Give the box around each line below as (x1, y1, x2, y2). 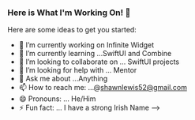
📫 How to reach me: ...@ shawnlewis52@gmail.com (18, 83, 187, 92)
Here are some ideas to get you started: (7, 25, 137, 35)
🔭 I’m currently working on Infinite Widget (18, 40, 155, 50)
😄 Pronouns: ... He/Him (18, 94, 96, 103)
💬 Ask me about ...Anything (18, 74, 108, 84)
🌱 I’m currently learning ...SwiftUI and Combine (18, 49, 172, 58)
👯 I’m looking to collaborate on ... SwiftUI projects (18, 57, 179, 66)
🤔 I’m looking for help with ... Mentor (18, 66, 137, 75)
